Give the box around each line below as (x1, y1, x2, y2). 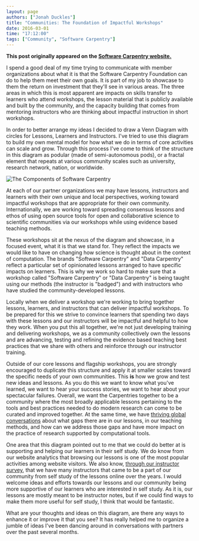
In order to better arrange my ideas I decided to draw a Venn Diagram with (6, 126, 188, 133)
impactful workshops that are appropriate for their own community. (6, 200, 170, 207)
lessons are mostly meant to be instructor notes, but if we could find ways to (6, 492, 194, 499)
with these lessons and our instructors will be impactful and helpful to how (6, 317, 188, 324)
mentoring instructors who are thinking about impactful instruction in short (6, 108, 188, 115)
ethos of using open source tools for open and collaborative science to (6, 212, 179, 219)
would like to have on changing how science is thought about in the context (6, 249, 191, 256)
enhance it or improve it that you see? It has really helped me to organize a (6, 516, 189, 523)
